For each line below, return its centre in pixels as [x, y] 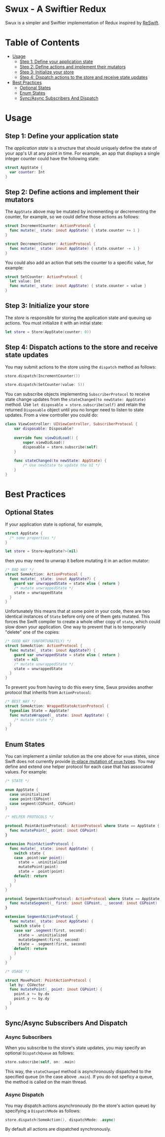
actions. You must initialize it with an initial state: [54, 323]
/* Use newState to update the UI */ [61, 466]
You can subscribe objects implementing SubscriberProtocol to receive [78, 394]
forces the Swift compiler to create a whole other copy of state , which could [83, 622]
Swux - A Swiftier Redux [56, 9]
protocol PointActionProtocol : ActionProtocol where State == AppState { [82, 826]
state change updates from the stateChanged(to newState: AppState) [76, 400]
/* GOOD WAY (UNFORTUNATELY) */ [38, 641]
